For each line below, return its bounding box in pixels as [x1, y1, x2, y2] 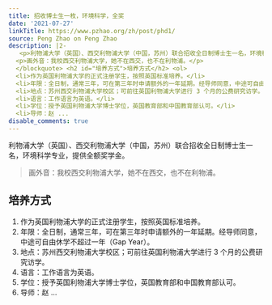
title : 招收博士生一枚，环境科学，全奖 [8, 11, 125, 20]
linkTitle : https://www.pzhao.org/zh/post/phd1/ [8, 27, 176, 35]
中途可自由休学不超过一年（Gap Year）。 [19, 236, 155, 247]
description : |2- [8, 42, 67, 50]
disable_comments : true [8, 117, 89, 125]
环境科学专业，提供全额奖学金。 [22, 150, 130, 160]
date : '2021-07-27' [8, 19, 74, 28]
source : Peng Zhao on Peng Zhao [8, 34, 117, 43]
